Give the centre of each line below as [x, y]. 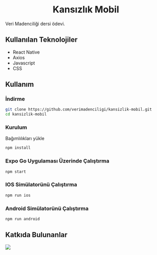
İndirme [15, 99]
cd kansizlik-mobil [26, 114]
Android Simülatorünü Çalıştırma [47, 208]
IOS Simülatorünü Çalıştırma [41, 184]
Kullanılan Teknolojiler [41, 40]
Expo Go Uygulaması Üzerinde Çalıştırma [58, 161]
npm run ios [18, 195]
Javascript [24, 63]
